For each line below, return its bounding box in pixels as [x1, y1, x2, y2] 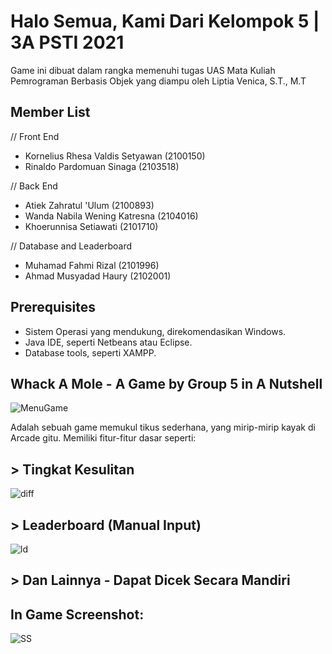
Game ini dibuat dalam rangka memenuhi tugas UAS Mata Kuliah [10, 64, 276, 76]
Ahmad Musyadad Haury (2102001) [24, 270, 172, 282]
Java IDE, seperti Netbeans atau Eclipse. [24, 336, 193, 348]
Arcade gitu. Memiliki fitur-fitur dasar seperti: [10, 432, 197, 444]
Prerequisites [10, 299, 96, 316]
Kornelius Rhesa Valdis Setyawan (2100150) [24, 150, 206, 162]
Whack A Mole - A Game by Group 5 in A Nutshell [10, 375, 323, 392]
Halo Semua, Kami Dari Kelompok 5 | [10, 10, 320, 33]
